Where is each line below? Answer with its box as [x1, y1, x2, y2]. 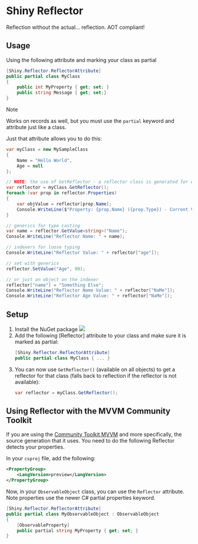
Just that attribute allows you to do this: [6, 135, 102, 142]
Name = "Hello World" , [16, 158, 72, 163]
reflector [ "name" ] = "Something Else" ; [6, 282, 104, 288]
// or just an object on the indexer [6, 276, 99, 283]
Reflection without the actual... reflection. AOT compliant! [6, 24, 145, 31]
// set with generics [6, 260, 60, 266]
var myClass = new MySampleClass [6, 146, 88, 152]
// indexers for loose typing [6, 244, 81, 250]
